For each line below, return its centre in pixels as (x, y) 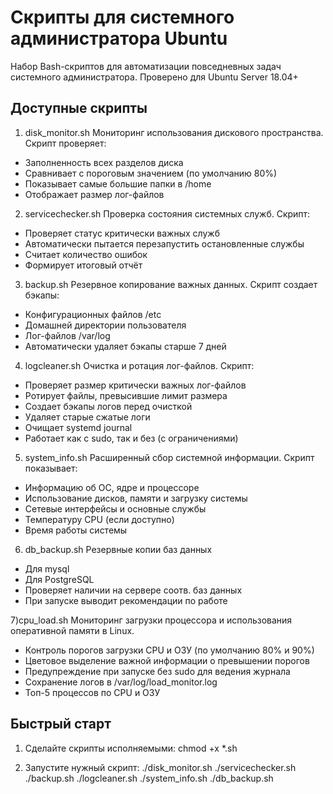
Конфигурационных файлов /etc (93, 314)
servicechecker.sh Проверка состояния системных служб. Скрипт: (167, 213)
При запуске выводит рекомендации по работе (126, 600)
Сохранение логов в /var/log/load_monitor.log (121, 682)
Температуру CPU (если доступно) (99, 519)
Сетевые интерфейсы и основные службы (115, 508)
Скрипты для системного (122, 17)
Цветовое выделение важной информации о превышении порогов (167, 660)
